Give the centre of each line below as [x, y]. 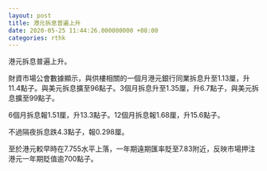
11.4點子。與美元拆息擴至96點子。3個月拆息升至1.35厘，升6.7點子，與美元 [130, 88]
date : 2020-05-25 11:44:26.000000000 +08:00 [83, 30]
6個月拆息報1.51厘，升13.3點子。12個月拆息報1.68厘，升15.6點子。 [116, 115]
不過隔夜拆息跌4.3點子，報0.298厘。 [69, 132]
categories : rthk [37, 38]
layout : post [30, 16]
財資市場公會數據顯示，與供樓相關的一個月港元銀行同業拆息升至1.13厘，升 [129, 78]
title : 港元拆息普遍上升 [45, 23]
